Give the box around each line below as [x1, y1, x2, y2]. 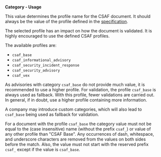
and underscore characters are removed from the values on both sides [5, 136, 146, 142]
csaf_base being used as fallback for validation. [5, 112, 99, 117]
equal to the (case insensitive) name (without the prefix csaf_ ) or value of [5, 126, 151, 132]
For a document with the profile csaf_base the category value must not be [5, 121, 152, 127]
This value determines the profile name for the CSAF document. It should [5, 14, 151, 19]
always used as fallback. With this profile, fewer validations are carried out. [5, 92, 155, 98]
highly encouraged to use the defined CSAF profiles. [5, 33, 110, 39]
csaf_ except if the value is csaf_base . [5, 147, 81, 152]
